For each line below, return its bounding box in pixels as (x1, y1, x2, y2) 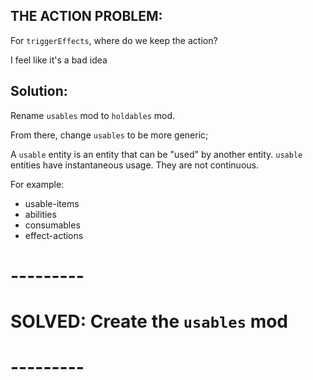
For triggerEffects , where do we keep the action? (10, 34, 218, 46)
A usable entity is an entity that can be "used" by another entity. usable (10, 148, 303, 160)
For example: (10, 178, 65, 190)
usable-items (24, 197, 80, 209)
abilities (24, 208, 57, 220)
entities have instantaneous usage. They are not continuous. (10, 159, 259, 171)
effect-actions (24, 229, 84, 241)
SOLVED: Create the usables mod (10, 310, 289, 333)
